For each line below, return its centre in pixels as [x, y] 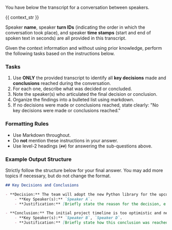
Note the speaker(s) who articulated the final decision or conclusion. [85, 94]
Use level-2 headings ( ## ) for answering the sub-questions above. [82, 146]
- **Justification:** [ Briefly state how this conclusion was [82, 223]
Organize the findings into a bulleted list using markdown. [73, 100]
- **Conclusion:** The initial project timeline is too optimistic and [83, 213]
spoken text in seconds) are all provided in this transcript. [66, 38]
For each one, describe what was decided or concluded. [72, 89]
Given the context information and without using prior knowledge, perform [84, 48]
